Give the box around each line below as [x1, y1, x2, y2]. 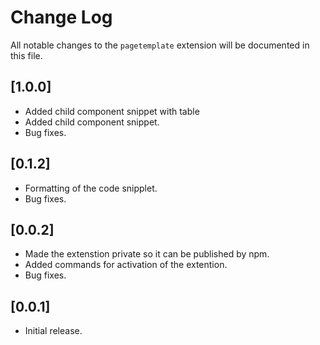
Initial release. [24, 325, 83, 337]
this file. [10, 49, 43, 61]
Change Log [10, 6, 113, 29]
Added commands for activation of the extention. [24, 259, 228, 271]
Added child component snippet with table [24, 105, 200, 117]
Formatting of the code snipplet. [24, 182, 158, 194]
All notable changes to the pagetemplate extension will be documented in [10, 39, 310, 51]
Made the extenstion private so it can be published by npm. [24, 248, 270, 260]
